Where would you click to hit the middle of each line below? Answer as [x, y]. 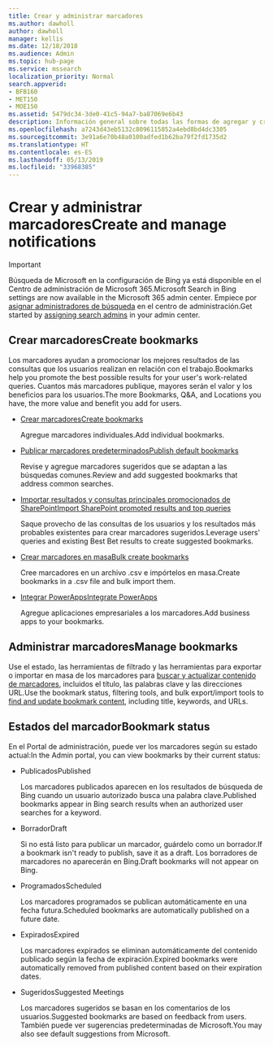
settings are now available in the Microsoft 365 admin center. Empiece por [133, 298]
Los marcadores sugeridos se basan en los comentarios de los [125, 1008]
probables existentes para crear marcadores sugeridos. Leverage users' [140, 532]
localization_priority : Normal [61, 76]
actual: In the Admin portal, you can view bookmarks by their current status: [134, 755]
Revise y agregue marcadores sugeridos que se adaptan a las [123, 466]
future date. [40, 918]
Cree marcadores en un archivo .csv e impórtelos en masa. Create [130, 572]
